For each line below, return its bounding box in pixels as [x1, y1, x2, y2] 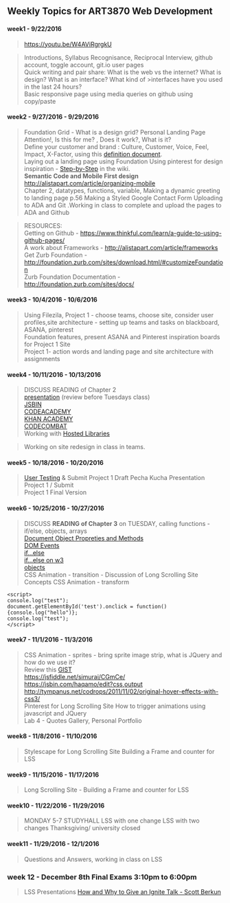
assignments [23, 355, 60, 363]
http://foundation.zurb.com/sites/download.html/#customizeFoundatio [23, 258, 223, 266]
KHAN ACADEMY [23, 415, 73, 423]
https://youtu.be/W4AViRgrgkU [23, 40, 112, 48]
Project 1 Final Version [23, 488, 87, 496]
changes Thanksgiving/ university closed [23, 824, 141, 832]
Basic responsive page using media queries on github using [23, 89, 194, 98]
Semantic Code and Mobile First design [23, 172, 139, 180]
